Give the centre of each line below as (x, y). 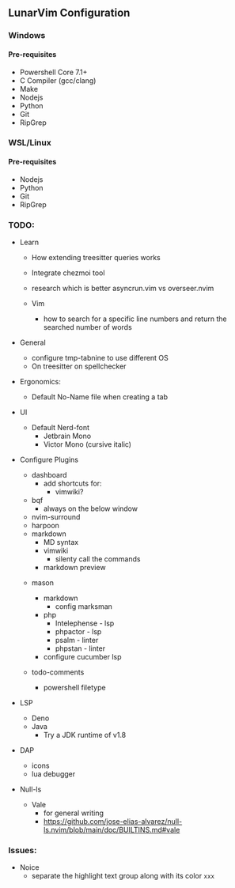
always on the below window (91, 508)
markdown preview (74, 567)
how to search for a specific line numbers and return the (135, 319)
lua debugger (53, 773)
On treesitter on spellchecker (79, 366)
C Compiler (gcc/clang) (58, 80)
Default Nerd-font (60, 427)
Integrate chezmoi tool (68, 273)
